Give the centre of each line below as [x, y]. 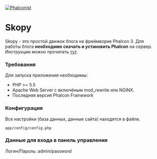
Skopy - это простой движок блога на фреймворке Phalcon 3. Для [75, 41]
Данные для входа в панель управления [56, 140]
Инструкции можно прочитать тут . [41, 51]
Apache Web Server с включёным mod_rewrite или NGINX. [73, 90]
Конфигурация [24, 108]
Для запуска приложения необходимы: [47, 75]
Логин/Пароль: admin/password [38, 151]
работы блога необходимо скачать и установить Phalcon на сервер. [79, 46]
